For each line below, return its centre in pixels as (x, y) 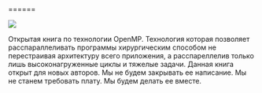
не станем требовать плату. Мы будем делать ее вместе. (105, 81)
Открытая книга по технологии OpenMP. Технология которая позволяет (129, 39)
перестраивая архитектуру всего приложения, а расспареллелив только (131, 56)
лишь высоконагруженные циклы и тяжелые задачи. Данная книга (121, 64)
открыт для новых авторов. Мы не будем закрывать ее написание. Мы (127, 73)
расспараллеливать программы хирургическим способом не (112, 47)
